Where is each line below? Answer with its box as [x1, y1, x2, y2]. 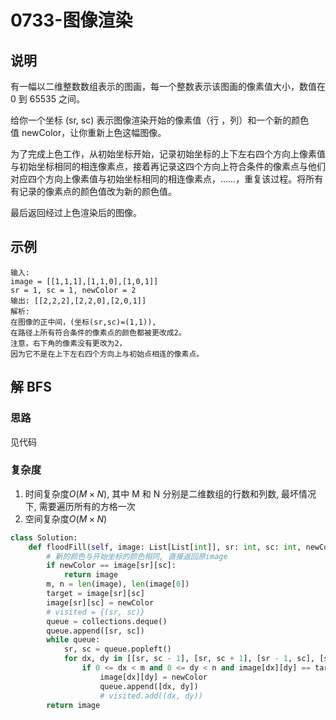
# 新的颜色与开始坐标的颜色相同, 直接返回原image [46, 551, 228, 561]
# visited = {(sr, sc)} [46, 607, 145, 617]
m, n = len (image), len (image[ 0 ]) [46, 579, 190, 590]
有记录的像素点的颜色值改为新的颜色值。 [10, 186, 177, 197]
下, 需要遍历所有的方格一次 [24, 500, 136, 512]
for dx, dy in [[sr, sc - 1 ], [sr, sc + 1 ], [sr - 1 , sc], [63, 654, 315, 664]
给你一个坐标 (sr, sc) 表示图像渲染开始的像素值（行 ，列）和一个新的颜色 [10, 114, 310, 126]
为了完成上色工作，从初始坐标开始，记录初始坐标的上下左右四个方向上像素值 [10, 148, 326, 160]
